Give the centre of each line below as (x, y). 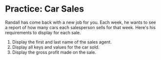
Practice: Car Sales (45, 9)
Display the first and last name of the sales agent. (62, 42)
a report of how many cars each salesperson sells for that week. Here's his (80, 27)
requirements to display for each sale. (43, 32)
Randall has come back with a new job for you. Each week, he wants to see (80, 22)
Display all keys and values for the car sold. (56, 47)
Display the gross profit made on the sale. (54, 52)
